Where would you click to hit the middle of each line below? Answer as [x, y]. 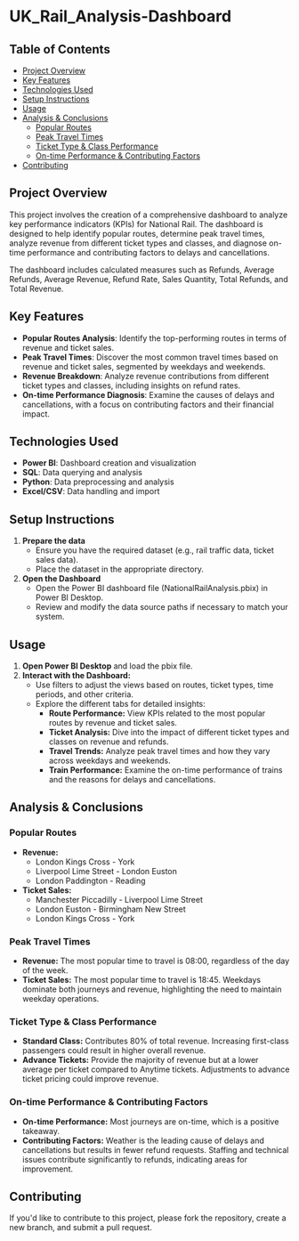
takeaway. [41, 1131]
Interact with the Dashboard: [76, 676]
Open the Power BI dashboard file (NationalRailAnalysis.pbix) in [152, 588]
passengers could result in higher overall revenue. [114, 1050]
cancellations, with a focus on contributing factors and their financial [148, 404]
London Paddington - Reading [90, 880]
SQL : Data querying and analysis [82, 473]
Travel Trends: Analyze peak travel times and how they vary [159, 751]
